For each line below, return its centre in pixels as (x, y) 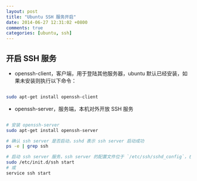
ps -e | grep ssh (27, 147)
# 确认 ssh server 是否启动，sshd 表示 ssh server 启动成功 (75, 141)
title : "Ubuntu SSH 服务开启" (41, 17)
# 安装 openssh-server (33, 125)
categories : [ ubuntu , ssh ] (39, 33)
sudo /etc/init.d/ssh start (40, 162)
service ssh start (28, 173)
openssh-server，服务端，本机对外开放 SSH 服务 (74, 109)
